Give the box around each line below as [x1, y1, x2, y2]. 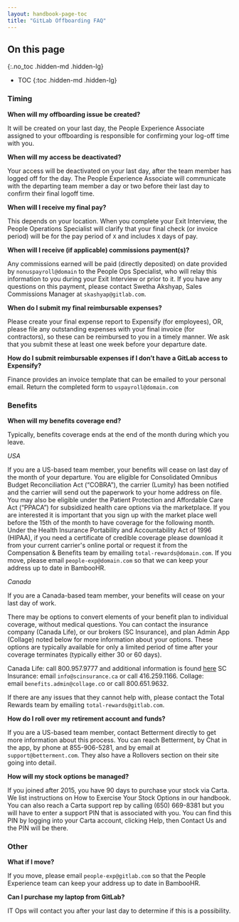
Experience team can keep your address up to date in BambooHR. [7, 879, 201, 888]
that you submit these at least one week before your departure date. [7, 339, 208, 349]
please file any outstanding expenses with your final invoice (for [7, 324, 195, 333]
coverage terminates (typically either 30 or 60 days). [7, 650, 162, 659]
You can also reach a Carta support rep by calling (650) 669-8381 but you [7, 801, 225, 810]
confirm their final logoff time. [7, 189, 95, 198]
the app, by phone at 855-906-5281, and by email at [7, 743, 161, 751]
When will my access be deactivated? [7, 152, 122, 161]
